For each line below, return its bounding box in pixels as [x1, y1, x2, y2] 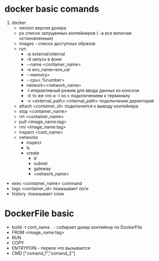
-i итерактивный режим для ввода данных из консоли [26, 87, 139, 93]
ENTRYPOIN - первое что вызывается [11, 245, 91, 251]
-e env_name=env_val [26, 66, 70, 72]
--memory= [26, 72, 50, 78]
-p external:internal [26, 51, 66, 57]
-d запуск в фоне [26, 56, 62, 62]
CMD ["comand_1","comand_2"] [11, 250, 75, 256]
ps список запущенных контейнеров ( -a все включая [19, 30, 132, 36]
